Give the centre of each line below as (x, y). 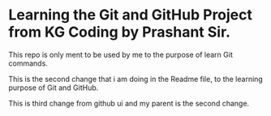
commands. (28, 63)
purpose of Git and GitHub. (54, 88)
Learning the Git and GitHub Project (131, 15)
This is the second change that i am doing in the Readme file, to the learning (136, 79)
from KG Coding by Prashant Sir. (120, 32)
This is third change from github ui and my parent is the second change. (129, 103)
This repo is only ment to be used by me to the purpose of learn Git (120, 54)
